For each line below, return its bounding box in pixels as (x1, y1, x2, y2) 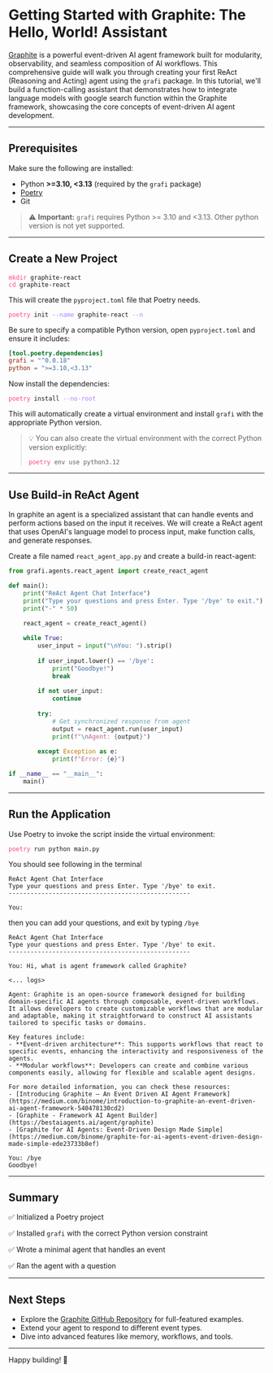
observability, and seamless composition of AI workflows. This (8, 59, 218, 68)
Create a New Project (8, 252, 118, 266)
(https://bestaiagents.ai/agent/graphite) (8, 1118, 154, 1127)
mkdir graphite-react (8, 273, 82, 281)
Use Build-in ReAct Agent (8, 488, 140, 502)
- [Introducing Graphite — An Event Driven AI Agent (8, 1090, 191, 1098)
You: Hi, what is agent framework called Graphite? (8, 961, 187, 970)
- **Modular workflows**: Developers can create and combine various (8, 1061, 249, 1070)
